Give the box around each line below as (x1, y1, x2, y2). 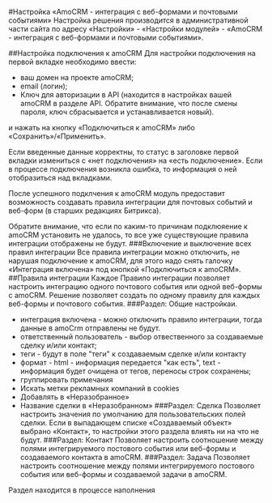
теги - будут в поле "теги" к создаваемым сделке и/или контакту (19, 349, 247, 359)
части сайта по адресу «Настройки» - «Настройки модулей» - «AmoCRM (8, 24, 263, 33)
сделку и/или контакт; (19, 340, 97, 350)
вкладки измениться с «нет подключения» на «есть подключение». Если (8, 156, 263, 165)
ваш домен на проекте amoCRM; (19, 73, 134, 82)
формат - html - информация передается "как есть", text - (19, 358, 221, 367)
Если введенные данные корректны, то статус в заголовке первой (8, 147, 239, 156)
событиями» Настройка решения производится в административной (8, 15, 249, 25)
